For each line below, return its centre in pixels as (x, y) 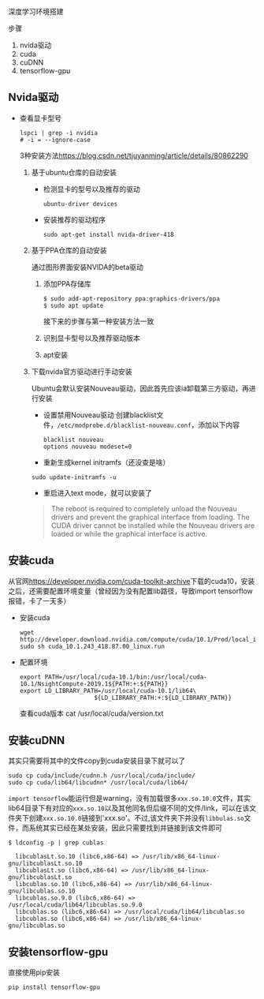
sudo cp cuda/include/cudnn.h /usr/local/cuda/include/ (102, 776)
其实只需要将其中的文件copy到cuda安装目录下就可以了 (97, 761)
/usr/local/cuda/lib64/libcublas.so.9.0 (76, 905)
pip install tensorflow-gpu (54, 988)
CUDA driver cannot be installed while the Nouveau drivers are (153, 525)
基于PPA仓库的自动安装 (69, 250)
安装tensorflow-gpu (58, 952)
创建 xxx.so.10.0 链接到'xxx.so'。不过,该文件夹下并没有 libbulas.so (136, 818)
